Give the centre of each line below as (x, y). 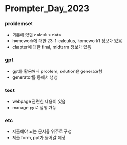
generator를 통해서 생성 (35, 77)
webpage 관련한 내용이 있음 (39, 101)
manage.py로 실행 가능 (34, 108)
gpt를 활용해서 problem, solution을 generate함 (57, 71)
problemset (19, 24)
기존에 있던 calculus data (36, 35)
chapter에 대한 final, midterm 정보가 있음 (52, 47)
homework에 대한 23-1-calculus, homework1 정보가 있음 (67, 41)
